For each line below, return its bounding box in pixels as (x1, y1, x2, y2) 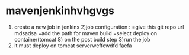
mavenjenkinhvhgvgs (5, 4, 115, 18)
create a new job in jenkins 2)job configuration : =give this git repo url (14, 23, 184, 30)
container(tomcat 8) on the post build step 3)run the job (14, 36, 150, 43)
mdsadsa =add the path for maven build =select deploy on (14, 29, 158, 36)
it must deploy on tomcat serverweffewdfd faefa (14, 42, 132, 49)
